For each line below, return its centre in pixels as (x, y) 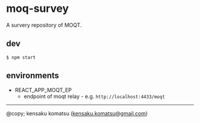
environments (33, 76)
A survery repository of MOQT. (44, 25)
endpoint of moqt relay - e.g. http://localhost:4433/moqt (94, 96)
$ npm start (21, 57)
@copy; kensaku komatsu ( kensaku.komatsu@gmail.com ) (77, 113)
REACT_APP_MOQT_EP (43, 90)
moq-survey (37, 9)
